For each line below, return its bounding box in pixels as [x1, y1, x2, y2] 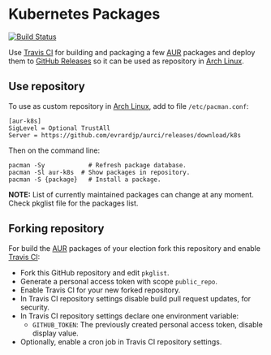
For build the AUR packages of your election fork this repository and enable [8, 243, 261, 253]
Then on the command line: [8, 145, 101, 155]
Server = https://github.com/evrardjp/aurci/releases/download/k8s [8, 131, 242, 139]
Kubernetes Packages [8, 5, 161, 24]
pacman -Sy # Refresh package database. [8, 161, 187, 169]
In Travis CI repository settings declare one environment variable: [19, 310, 239, 321]
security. [19, 302, 50, 312]
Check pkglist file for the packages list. [8, 198, 139, 208]
